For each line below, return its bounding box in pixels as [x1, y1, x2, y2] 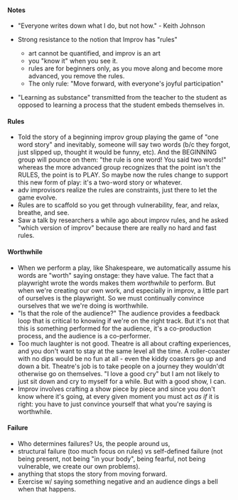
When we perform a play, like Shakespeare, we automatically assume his [17, 264, 231, 272]
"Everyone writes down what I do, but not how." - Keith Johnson [17, 21, 205, 30]
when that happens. [17, 484, 77, 493]
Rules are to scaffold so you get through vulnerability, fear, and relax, [17, 201, 220, 209]
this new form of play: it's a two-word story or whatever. [17, 178, 183, 187]
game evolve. [17, 193, 58, 202]
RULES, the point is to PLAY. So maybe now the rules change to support [17, 171, 229, 179]
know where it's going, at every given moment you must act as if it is [17, 392, 220, 400]
